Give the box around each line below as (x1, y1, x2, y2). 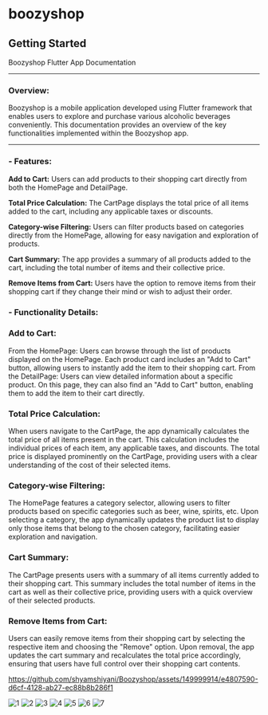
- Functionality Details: (8, 306, 99, 317)
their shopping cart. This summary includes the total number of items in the (8, 579, 256, 588)
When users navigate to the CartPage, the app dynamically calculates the (8, 426, 250, 436)
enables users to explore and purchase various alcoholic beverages (8, 112, 231, 121)
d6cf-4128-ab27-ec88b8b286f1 (8, 683, 113, 692)
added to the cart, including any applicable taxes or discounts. (8, 206, 214, 216)
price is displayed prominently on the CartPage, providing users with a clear (8, 452, 258, 462)
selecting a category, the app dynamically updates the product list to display (8, 515, 259, 524)
